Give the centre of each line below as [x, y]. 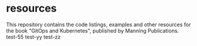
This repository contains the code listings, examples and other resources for [98, 24]
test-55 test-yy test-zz [33, 37]
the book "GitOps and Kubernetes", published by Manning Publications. [93, 30]
